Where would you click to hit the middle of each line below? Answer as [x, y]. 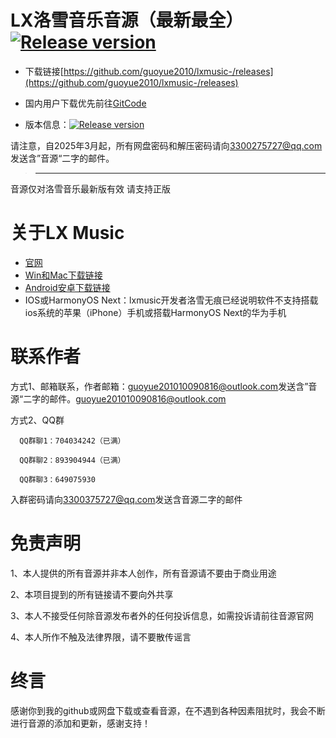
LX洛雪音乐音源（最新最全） [127, 20]
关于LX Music [67, 233]
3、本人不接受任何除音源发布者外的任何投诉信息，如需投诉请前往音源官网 [162, 615]
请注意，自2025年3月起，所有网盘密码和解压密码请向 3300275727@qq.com [166, 145]
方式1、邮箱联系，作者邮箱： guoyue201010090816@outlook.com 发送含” [159, 386]
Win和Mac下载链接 [63, 275]
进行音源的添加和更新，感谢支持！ [80, 723]
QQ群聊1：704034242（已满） [72, 441]
